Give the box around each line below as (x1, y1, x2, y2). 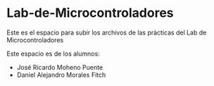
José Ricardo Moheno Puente (16, 63, 103, 71)
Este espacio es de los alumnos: (6, 49, 100, 58)
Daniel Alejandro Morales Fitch (16, 70, 106, 79)
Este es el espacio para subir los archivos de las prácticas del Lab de (6, 28, 207, 37)
